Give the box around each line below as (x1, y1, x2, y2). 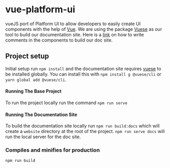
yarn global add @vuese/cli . (5, 76, 67, 83)
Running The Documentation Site (5, 111, 78, 118)
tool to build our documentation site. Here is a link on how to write (5, 31, 144, 38)
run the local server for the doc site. (5, 134, 81, 140)
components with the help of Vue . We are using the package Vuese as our (5, 26, 162, 32)
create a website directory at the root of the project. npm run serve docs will (5, 128, 165, 135)
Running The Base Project (5, 88, 62, 95)
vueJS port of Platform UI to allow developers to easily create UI (5, 21, 141, 27)
